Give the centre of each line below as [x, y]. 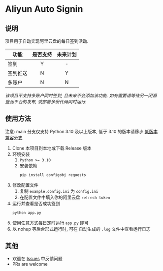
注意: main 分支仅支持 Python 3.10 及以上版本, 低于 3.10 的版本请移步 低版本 [81, 131]
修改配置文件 [25, 185]
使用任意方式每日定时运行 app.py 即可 [50, 223]
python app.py [27, 212]
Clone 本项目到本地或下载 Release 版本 [52, 148]
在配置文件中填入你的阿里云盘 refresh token [65, 197]
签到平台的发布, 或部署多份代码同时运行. [46, 102]
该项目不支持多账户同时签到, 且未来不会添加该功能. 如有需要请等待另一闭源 [81, 95]
